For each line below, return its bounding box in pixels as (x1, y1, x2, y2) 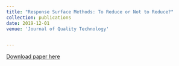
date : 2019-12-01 (6, 20, 50, 26)
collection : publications (6, 15, 71, 21)
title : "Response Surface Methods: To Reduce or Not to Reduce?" (6, 8, 174, 15)
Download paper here (6, 53, 60, 61)
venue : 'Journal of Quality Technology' (6, 25, 110, 32)
